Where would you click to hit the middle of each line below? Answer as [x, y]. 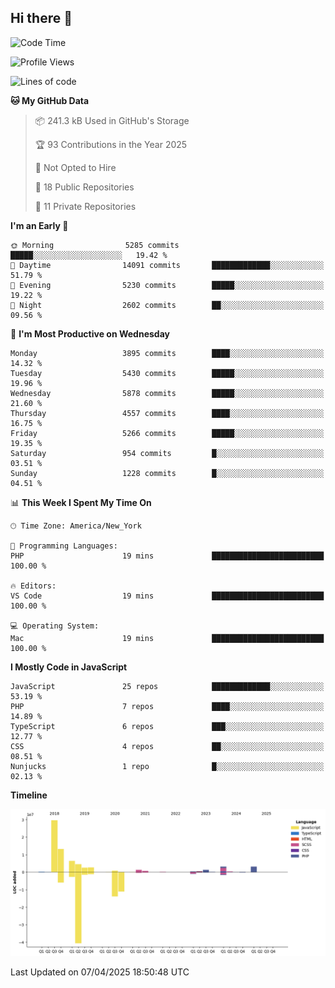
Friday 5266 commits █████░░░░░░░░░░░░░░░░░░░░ [167, 433]
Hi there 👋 [41, 18]
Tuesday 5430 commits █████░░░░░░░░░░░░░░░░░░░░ [167, 373]
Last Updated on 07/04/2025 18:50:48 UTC [100, 972]
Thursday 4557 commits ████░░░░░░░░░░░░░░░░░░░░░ [167, 413]
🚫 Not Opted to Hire [75, 167]
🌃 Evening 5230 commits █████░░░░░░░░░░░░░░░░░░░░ [167, 285]
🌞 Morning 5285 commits [95, 245]
